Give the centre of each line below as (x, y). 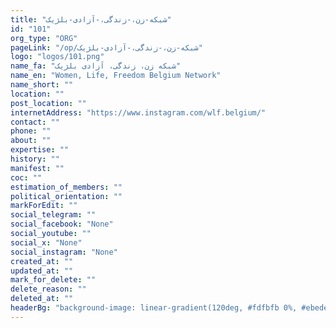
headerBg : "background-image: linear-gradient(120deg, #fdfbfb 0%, (154, 308)
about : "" (31, 141)
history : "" (35, 159)
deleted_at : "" (42, 299)
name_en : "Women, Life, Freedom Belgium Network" (116, 76)
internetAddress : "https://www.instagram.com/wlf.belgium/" (138, 112)
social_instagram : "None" (64, 252)
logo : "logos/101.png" (57, 57)
